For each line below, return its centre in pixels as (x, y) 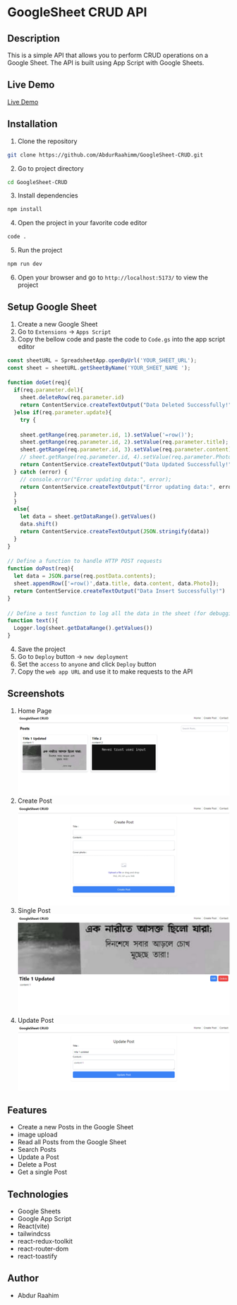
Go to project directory (50, 168)
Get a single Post (42, 1172)
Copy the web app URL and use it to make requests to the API (105, 672)
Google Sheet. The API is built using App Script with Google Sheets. (106, 63)
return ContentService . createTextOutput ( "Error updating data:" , (118, 487)
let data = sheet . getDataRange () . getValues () (88, 517)
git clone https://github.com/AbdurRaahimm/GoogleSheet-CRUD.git (105, 155)
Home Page (35, 710)
